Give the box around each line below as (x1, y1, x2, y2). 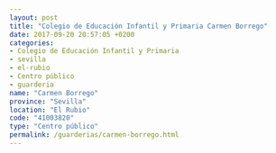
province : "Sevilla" (9, 96, 87, 106)
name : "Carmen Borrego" (9, 88, 99, 97)
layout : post (9, 13, 59, 22)
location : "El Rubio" (9, 105, 91, 114)
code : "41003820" (9, 113, 75, 122)
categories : (9, 38, 54, 48)
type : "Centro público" (9, 122, 99, 131)
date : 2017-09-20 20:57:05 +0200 (9, 30, 135, 39)
